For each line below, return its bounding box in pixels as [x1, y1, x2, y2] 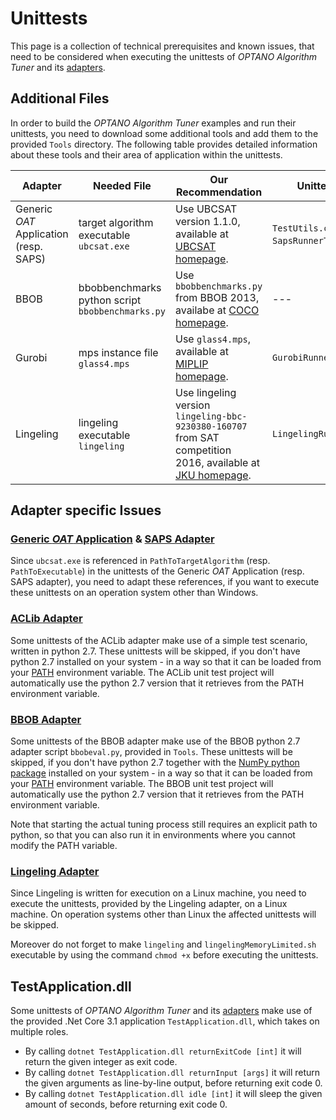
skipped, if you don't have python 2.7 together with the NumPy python [10, 757, 300, 769]
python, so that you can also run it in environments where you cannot [10, 829, 296, 841]
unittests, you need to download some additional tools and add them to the [10, 127, 319, 139]
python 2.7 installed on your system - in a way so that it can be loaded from [10, 655, 322, 667]
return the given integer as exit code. [24, 1056, 178, 1068]
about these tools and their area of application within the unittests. [10, 148, 283, 161]
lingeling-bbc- [174, 410, 248, 422]
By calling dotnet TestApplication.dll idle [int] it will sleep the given [24, 1088, 323, 1100]
